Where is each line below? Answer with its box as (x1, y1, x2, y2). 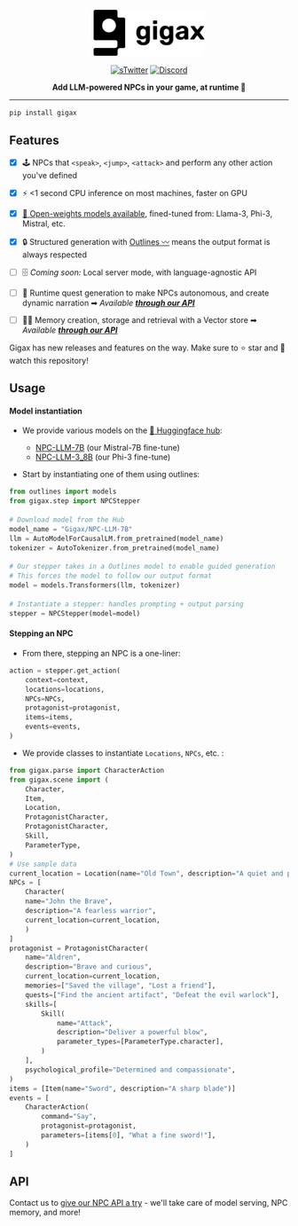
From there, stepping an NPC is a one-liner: (21, 648, 181, 658)
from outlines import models (9, 487, 117, 497)
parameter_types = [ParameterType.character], (56, 1037, 224, 1047)
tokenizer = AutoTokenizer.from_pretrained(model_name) (9, 543, 220, 553)
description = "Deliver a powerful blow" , (56, 1028, 208, 1037)
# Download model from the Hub (9, 515, 125, 524)
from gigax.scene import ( (9, 775, 109, 784)
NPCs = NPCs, (25, 694, 66, 703)
